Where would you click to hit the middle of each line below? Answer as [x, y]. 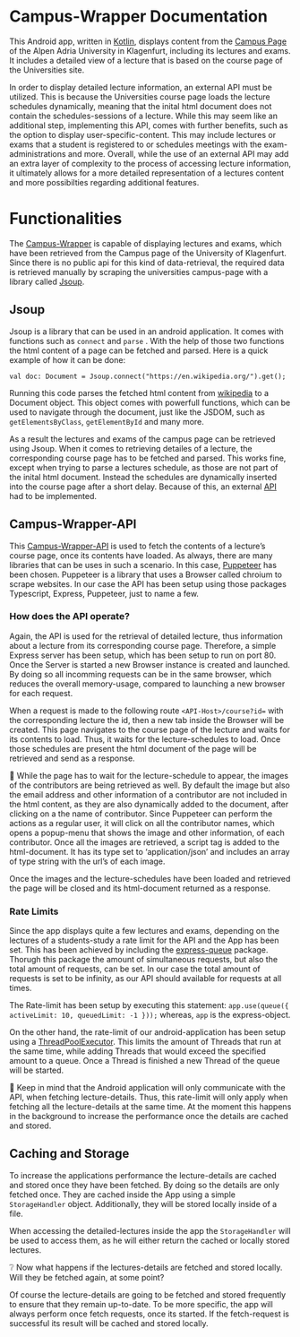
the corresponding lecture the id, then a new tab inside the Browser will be [147, 720]
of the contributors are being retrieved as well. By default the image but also [150, 785]
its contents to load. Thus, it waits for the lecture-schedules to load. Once [145, 739]
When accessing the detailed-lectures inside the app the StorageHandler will [150, 1230]
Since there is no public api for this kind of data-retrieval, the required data [147, 263]
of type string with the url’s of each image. [87, 861]
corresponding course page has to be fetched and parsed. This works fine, [148, 458]
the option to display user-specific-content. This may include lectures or [143, 134]
